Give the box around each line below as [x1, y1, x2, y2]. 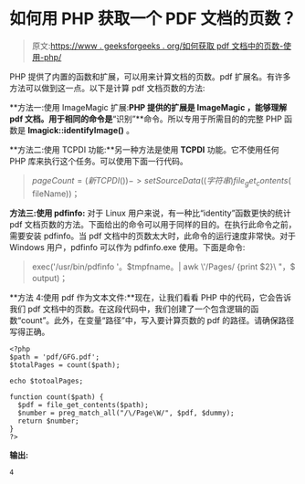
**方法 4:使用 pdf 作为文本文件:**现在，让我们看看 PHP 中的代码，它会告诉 [9, 291, 292, 302]
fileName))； [31, 188, 80, 199]
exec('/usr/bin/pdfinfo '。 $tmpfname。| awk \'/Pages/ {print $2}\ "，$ [31, 261, 296, 272]
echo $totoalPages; [9, 376, 84, 385]
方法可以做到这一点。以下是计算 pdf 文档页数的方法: [9, 82, 205, 93]
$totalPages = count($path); [9, 360, 121, 370]
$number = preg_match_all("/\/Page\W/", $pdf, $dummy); [17, 408, 235, 417]
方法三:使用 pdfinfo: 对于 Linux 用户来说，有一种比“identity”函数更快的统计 [9, 207, 292, 218]
